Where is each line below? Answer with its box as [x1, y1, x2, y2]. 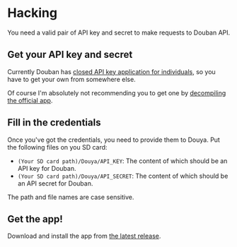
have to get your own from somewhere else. [7, 75, 136, 83]
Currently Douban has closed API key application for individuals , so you [7, 67, 216, 76]
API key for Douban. [17, 164, 76, 172]
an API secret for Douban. [17, 179, 93, 188]
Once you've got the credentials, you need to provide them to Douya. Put [7, 135, 221, 144]
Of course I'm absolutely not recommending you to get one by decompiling [7, 88, 226, 97]
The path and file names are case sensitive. [7, 193, 134, 201]
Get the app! [7, 213, 63, 225]
